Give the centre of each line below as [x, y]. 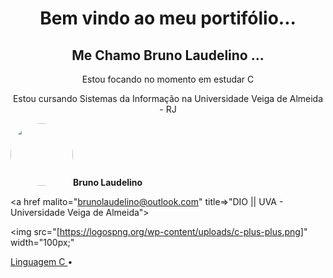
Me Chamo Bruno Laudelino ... [168, 55]
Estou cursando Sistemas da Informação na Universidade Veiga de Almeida [168, 98]
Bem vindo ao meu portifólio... [168, 18]
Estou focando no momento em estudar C [168, 79]
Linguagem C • [41, 261]
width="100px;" [42, 242]
